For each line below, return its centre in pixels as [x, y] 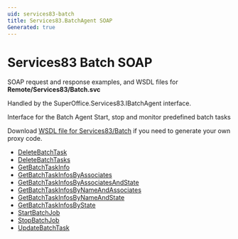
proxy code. [25, 139]
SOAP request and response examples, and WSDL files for [93, 82]
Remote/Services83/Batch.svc [54, 90]
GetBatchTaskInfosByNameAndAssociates [80, 190]
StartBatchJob [39, 213]
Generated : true [31, 27]
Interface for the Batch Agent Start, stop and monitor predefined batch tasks [119, 117]
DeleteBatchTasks [44, 160]
